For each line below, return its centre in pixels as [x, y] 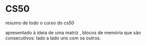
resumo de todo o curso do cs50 [40, 23]
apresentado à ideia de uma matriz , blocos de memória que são [73, 32]
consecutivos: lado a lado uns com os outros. [53, 38]
